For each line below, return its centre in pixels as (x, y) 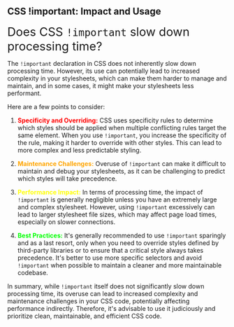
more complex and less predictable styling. (79, 150)
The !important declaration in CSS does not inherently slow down (102, 63)
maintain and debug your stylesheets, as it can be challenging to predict (121, 171)
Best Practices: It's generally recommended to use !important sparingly (122, 235)
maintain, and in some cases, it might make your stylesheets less (101, 85)
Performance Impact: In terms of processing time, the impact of (110, 192)
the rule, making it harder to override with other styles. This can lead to (119, 142)
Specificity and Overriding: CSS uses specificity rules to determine (115, 120)
